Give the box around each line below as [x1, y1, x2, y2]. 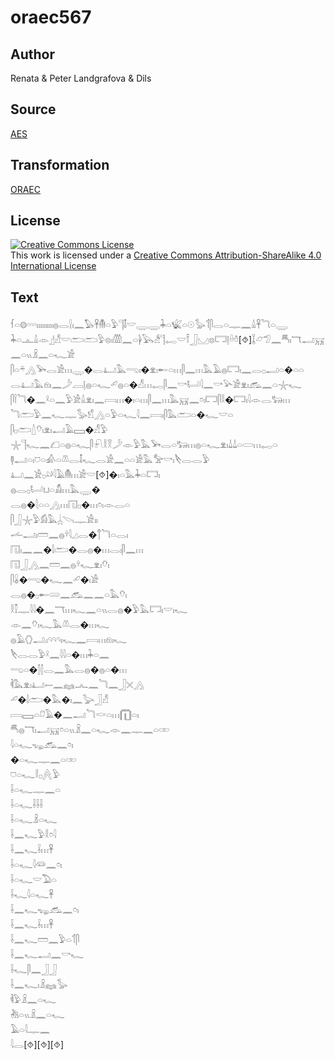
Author [10, 46, 55, 63]
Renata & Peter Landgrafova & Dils [10, 72, 152, 84]
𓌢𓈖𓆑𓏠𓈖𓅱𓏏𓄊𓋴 [10, 934, 80, 946]
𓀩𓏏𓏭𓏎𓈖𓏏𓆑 [10, 1009, 65, 1021]
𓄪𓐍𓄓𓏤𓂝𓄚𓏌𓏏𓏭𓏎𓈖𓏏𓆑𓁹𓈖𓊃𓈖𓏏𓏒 [10, 724, 170, 736]
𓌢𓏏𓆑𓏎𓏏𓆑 [10, 814, 58, 826]
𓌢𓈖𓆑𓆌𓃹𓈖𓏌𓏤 [10, 904, 80, 916]
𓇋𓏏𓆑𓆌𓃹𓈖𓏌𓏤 [10, 739, 74, 751]
